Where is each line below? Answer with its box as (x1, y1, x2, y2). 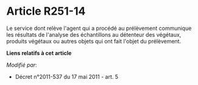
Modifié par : (6, 61, 38, 68)
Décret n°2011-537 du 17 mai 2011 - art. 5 (15, 73, 119, 80)
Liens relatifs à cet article (6, 49, 72, 56)
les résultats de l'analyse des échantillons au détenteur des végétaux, (6, 31, 182, 38)
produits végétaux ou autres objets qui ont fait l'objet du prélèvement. (6, 37, 182, 45)
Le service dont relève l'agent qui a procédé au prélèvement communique (6, 24, 192, 32)
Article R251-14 (6, 4, 86, 18)
